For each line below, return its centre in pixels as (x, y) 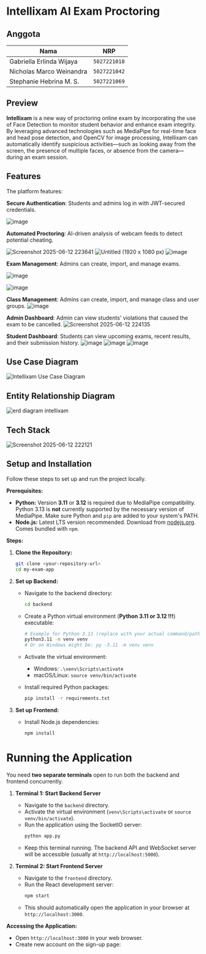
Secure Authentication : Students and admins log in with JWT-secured (96, 203)
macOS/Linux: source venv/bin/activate (85, 675)
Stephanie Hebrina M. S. (44, 81)
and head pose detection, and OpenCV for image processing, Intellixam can (102, 137)
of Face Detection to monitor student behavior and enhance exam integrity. (101, 125)
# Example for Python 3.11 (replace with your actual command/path (112, 634)
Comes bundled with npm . (47, 528)
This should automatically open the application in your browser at (107, 907)
